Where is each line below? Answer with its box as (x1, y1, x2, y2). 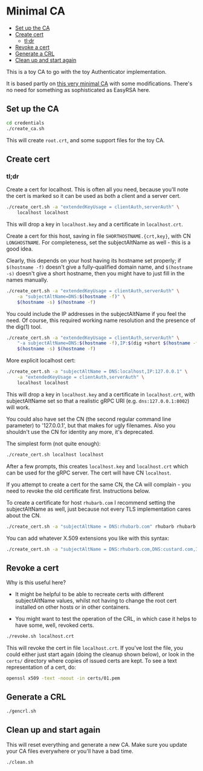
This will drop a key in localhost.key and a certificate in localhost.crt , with (6, 390, 195, 398)
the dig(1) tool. (6, 323, 42, 330)
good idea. (6, 245, 33, 252)
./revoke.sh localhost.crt (6, 634, 74, 640)
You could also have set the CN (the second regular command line (6, 415, 172, 422)
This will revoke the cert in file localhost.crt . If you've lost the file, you (6, 645, 183, 652)
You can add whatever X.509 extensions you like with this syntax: (6, 534, 170, 542)
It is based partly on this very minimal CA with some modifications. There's (6, 80, 193, 87)
